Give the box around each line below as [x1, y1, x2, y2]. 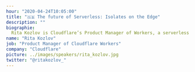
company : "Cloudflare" [6, 46, 61, 52]
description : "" [6, 19, 46, 25]
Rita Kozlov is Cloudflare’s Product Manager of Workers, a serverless [11, 30, 190, 36]
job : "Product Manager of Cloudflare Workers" [6, 41, 121, 47]
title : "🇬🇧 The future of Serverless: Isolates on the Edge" [6, 14, 161, 20]
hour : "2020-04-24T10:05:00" [6, 8, 77, 15]
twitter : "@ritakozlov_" [6, 57, 67, 63]
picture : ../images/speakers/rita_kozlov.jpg [6, 52, 119, 57]
